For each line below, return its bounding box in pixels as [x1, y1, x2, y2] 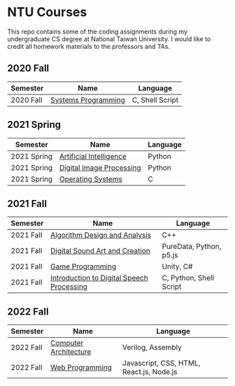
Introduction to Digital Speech [50, 273, 148, 283]
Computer [50, 338, 84, 348]
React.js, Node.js [122, 367, 178, 377]
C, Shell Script [131, 95, 179, 105]
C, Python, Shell [162, 273, 215, 283]
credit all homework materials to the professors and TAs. [7, 42, 170, 50]
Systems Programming [50, 95, 126, 105]
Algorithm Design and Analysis [50, 230, 152, 240]
